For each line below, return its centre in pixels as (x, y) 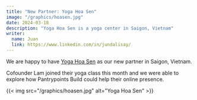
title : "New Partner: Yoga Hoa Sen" (51, 12)
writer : (16, 34)
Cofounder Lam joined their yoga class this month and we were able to (93, 73)
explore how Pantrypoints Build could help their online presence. (85, 79)
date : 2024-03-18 (28, 22)
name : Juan (25, 39)
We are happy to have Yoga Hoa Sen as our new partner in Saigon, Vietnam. (99, 61)
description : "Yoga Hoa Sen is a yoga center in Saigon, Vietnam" (90, 28)
